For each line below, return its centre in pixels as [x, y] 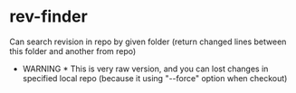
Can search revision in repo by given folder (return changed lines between [148, 42]
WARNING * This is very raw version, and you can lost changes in [145, 69]
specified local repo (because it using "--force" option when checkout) [155, 78]
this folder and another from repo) [73, 51]
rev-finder [48, 17]
